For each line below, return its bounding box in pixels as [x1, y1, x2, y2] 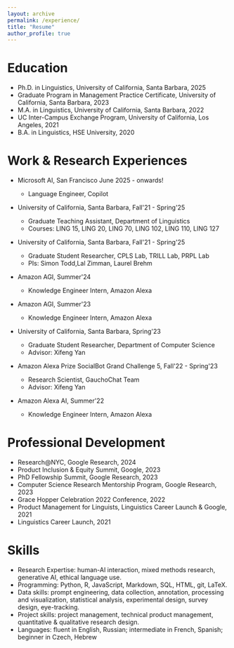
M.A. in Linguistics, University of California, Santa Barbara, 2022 [17, 106, 204, 115]
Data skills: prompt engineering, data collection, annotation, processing [17, 588, 224, 596]
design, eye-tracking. [17, 603, 79, 611]
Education [7, 60, 68, 76]
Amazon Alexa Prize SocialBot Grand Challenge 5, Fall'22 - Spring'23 [17, 362, 218, 370]
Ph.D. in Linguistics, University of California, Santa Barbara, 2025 [17, 84, 206, 92]
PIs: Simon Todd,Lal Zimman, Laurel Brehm [27, 259, 152, 268]
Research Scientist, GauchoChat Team [27, 375, 140, 384]
